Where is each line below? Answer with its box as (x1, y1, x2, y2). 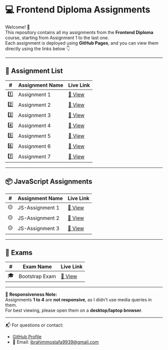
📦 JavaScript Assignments (5, 178, 92, 186)
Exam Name (22, 263, 52, 270)
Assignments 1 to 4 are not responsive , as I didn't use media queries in (5, 297, 152, 303)
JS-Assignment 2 (17, 215, 60, 222)
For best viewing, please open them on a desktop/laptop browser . (5, 307, 143, 313)
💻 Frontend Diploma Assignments (5, 4, 150, 16)
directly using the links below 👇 (5, 46, 70, 52)
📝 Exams (5, 248, 32, 257)
